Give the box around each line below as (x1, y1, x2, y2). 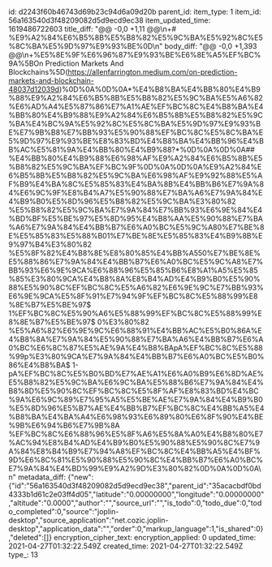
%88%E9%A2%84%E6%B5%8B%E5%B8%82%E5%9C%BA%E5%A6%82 (8, 93, 264, 102)
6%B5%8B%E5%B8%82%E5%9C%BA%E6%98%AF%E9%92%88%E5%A (8, 170, 263, 180)
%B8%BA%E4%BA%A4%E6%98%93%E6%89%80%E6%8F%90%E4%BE (8, 412, 264, 421)
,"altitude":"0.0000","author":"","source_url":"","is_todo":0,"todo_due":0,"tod (8, 498, 262, 508)
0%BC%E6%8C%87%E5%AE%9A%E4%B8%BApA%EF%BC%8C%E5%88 (8, 343, 263, 352)
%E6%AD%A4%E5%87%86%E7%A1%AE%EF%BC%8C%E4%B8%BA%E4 (8, 101, 264, 111)
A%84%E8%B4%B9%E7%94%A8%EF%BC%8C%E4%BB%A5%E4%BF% (8, 446, 261, 456)
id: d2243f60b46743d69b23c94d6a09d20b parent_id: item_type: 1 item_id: (8, 7, 261, 16)
